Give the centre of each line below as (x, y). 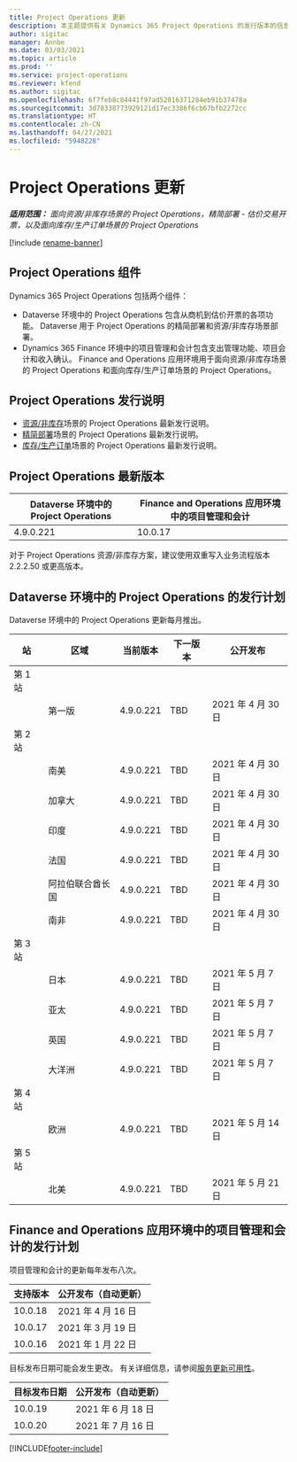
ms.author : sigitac (45, 91)
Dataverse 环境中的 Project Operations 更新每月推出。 (107, 619)
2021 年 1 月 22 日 (97, 1344)
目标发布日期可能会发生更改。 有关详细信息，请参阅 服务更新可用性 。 (134, 1368)
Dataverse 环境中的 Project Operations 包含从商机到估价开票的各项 (144, 315)
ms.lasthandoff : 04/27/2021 (61, 133)
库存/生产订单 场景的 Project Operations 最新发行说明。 (122, 446)
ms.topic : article (43, 58)
